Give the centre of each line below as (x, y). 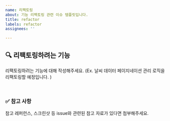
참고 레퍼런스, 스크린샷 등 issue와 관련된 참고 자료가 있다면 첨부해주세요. (77, 113)
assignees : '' (20, 29)
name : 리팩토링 (19, 10)
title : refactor (22, 19)
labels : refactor (24, 24)
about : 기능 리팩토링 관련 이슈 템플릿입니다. (47, 15)
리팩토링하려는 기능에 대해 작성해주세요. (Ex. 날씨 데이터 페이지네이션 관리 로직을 (85, 70)
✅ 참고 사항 (18, 101)
